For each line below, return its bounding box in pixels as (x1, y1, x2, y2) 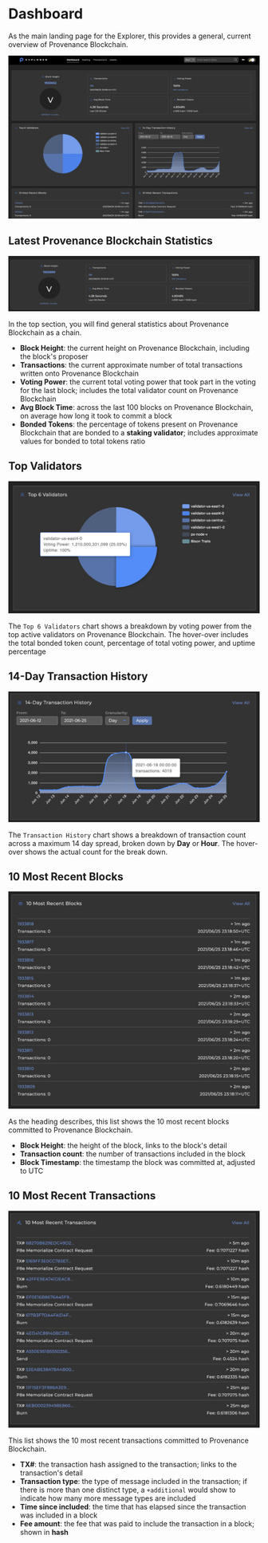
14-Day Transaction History (8, 670, 148, 683)
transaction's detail (19, 1468, 84, 1478)
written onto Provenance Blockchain (19, 368, 140, 378)
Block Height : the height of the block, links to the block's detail (19, 1140, 227, 1150)
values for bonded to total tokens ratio (19, 436, 146, 446)
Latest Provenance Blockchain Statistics (8, 234, 213, 248)
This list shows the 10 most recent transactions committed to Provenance (8, 1436, 249, 1446)
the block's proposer (19, 352, 89, 361)
